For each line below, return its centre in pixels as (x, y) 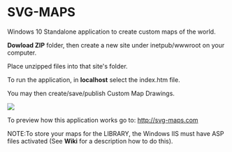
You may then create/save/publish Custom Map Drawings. (91, 93)
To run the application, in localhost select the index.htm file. (94, 80)
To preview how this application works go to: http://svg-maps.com (103, 120)
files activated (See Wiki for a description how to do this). (90, 141)
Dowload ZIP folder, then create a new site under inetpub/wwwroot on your (116, 45)
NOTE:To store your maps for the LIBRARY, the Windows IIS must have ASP (116, 133)
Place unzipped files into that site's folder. (67, 66)
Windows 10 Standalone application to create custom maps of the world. (111, 32)
